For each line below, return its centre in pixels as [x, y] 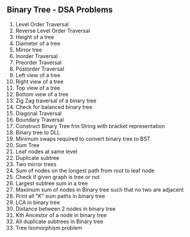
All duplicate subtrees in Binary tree [59, 221]
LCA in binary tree [38, 202]
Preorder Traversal [39, 62]
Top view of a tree [38, 88]
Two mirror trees [36, 164]
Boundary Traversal [40, 120]
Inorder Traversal [37, 56]
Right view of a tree [39, 81]
